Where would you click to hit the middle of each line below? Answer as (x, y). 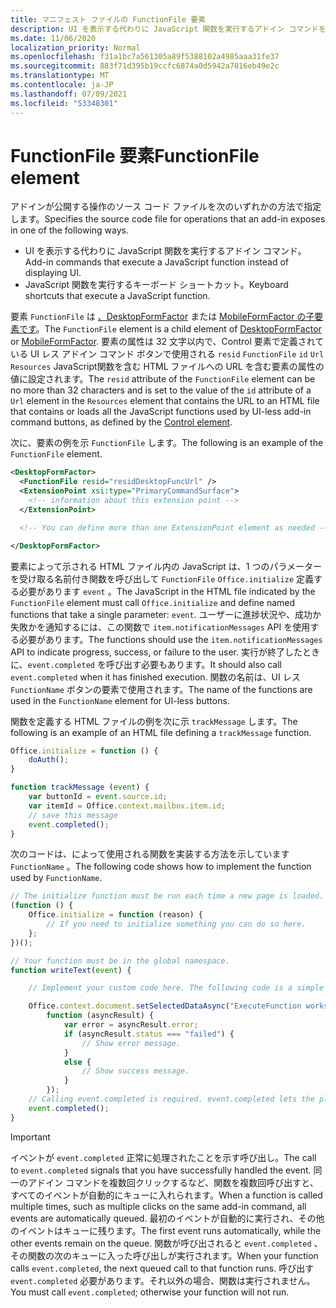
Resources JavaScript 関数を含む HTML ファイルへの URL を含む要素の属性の (167, 367)
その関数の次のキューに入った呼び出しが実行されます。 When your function (164, 1255)
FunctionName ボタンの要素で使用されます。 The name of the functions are (161, 689)
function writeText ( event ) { (71, 970)
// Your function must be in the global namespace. (120, 961)
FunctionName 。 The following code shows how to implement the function (161, 867)
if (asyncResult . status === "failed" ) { (149, 1034)
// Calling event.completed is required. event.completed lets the (171, 1099)
